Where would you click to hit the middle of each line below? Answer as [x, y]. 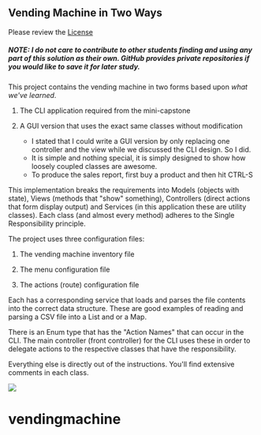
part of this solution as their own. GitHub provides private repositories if [129, 58]
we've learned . [32, 95]
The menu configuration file [65, 269]
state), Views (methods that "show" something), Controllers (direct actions [129, 198]
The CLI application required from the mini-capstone [105, 111]
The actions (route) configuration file [79, 284]
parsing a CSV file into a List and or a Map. [78, 317]
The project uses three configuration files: [76, 238]
